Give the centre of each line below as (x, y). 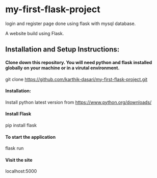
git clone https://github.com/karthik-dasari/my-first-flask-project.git (76, 79)
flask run (15, 148)
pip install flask (21, 125)
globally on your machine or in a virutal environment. (62, 68)
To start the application (31, 137)
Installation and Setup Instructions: (62, 49)
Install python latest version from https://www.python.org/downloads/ (78, 102)
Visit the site (19, 160)
